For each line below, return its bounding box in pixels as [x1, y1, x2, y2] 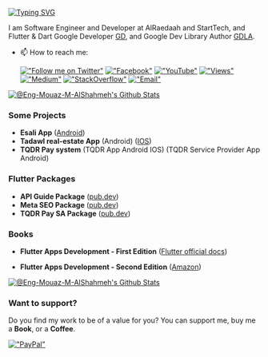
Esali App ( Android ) [19, 128, 86, 137]
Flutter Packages [8, 173, 76, 184]
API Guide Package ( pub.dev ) [19, 192, 119, 201]
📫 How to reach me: [19, 48, 89, 57]
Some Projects [8, 109, 66, 121]
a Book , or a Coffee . [8, 324, 76, 334]
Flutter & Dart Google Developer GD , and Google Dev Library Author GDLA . [8, 32, 255, 41]
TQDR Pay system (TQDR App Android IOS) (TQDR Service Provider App [19, 145, 261, 155]
